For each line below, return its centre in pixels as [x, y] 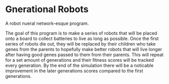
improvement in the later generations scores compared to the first [74, 71]
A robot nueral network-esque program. [47, 23]
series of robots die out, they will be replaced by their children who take [81, 44]
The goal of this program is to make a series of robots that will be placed [81, 33]
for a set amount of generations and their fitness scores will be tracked [80, 60]
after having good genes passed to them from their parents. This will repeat [84, 55]
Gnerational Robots [47, 9]
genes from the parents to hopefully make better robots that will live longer [84, 49]
